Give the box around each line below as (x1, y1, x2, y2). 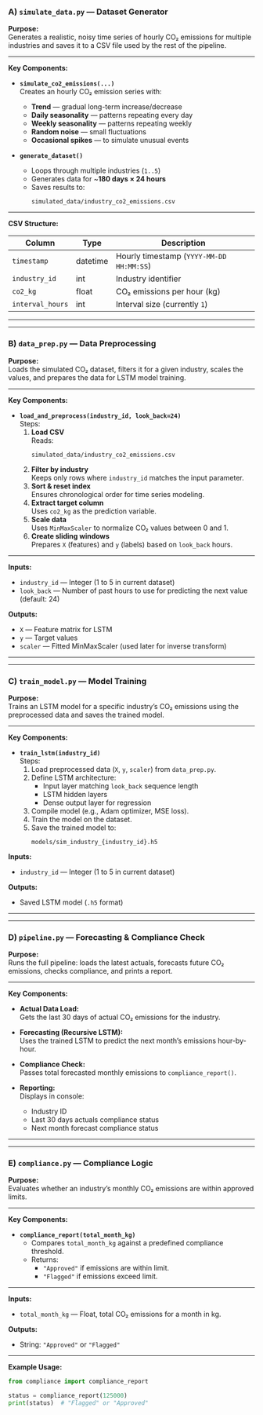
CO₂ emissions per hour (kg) (116, 286, 221, 297)
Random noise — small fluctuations (31, 127, 147, 137)
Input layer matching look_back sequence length (42, 781, 199, 791)
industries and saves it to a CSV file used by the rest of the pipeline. (8, 41, 227, 50)
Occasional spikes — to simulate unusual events (31, 136, 189, 145)
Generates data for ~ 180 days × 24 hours (31, 174, 167, 184)
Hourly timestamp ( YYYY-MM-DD (116, 250, 227, 261)
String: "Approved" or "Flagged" (19, 1340, 121, 1349)
